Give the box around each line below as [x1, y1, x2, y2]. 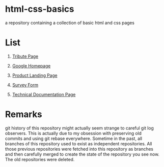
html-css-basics [5, 3, 75, 15]
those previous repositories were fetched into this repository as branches [5, 146, 154, 152]
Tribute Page [12, 53, 38, 59]
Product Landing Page [12, 72, 57, 78]
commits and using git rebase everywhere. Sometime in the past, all [5, 135, 142, 141]
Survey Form [12, 82, 38, 88]
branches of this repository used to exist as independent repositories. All [5, 140, 152, 146]
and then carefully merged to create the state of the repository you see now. [5, 151, 160, 157]
